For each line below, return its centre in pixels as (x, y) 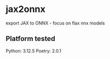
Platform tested (31, 39)
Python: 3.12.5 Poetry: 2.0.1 (34, 50)
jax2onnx (26, 9)
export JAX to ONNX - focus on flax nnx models (55, 23)
